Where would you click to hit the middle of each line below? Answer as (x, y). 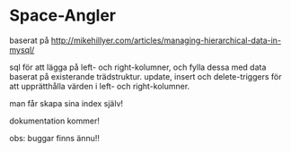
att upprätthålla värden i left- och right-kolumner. (100, 86)
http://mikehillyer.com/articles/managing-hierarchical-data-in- (166, 40)
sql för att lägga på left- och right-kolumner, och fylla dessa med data (138, 67)
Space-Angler (63, 16)
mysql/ (22, 49)
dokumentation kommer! (55, 121)
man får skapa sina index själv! (66, 103)
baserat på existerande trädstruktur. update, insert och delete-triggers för (145, 76)
